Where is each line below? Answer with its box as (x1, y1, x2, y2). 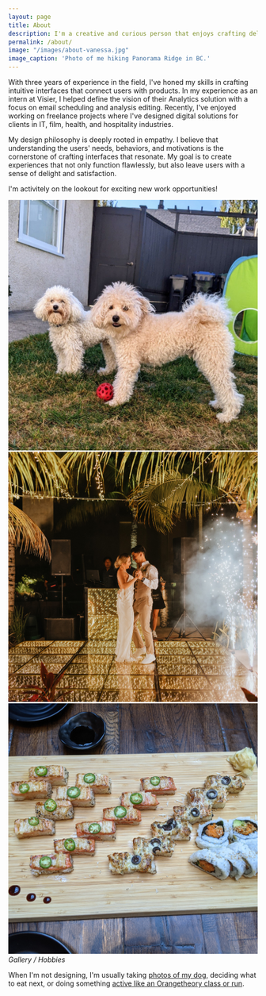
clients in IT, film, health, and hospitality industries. (8, 120, 174, 129)
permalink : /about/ (8, 38, 73, 46)
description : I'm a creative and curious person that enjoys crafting (8, 29, 246, 37)
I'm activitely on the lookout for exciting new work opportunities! (8, 184, 218, 194)
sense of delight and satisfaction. (8, 169, 117, 178)
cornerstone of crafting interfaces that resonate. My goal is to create (8, 152, 232, 161)
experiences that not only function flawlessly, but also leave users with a (8, 160, 245, 170)
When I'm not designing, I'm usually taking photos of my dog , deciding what (8, 970, 256, 979)
